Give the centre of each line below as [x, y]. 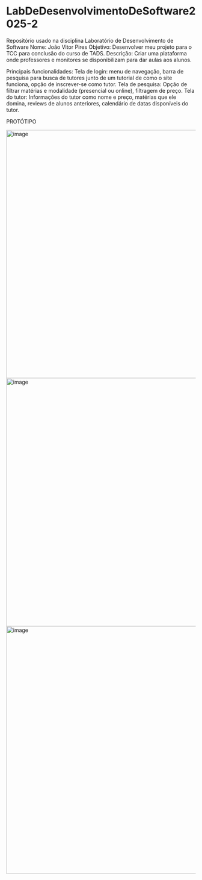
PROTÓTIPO [21, 121]
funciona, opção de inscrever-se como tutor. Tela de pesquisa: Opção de [97, 84]
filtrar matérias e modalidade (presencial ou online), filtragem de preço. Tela [100, 90]
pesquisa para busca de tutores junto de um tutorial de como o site [89, 78]
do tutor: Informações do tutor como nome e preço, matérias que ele [91, 97]
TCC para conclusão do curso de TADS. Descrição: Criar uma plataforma [97, 53]
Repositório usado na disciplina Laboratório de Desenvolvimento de [90, 40]
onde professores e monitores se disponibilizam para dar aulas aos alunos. [99, 60]
